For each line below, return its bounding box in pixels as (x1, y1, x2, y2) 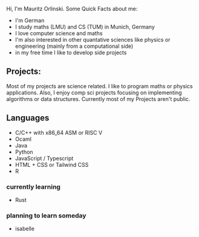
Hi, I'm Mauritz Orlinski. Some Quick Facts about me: (6, 5, 138, 12)
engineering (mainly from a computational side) (15, 42, 134, 50)
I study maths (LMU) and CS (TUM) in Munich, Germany (15, 24, 155, 30)
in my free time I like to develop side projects (15, 49, 127, 56)
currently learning (6, 183, 60, 191)
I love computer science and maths (15, 30, 103, 37)
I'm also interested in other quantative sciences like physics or (15, 36, 171, 43)
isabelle (15, 225, 35, 232)
